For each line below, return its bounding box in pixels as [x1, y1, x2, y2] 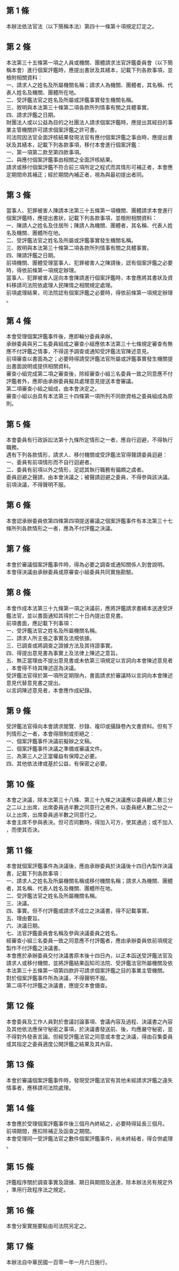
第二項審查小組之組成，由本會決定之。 [6, 385, 100, 393]
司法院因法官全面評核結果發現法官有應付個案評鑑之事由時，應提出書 [6, 133, 173, 140]
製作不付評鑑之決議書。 [6, 944, 64, 951]
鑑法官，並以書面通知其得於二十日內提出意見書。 [6, 612, 126, 619]
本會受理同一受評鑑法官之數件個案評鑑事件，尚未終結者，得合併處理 [6, 1135, 173, 1143]
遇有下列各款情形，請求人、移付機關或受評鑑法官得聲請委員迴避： [6, 451, 168, 458]
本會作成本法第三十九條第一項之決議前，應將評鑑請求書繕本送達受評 [6, 604, 173, 611]
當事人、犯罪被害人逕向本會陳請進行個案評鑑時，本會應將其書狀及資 [6, 274, 173, 281]
